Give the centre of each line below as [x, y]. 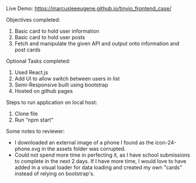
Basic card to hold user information [57, 31]
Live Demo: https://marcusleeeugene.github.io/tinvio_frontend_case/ [89, 8]
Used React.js [31, 72]
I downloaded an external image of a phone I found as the [84, 142]
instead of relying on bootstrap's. [54, 174]
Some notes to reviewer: [35, 131]
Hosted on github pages [44, 91]
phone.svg [27, 149]
